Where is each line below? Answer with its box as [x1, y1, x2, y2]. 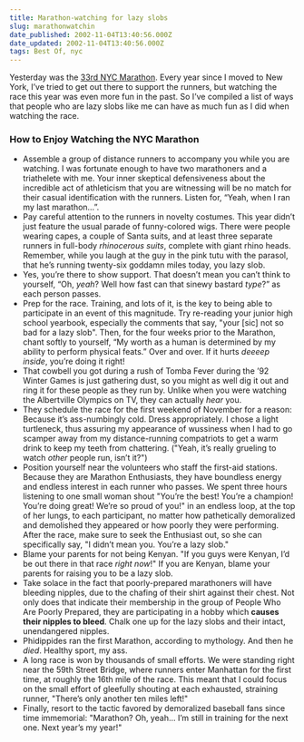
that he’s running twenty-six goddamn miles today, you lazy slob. [22, 259, 266, 270]
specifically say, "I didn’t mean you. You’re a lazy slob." [22, 539, 230, 550]
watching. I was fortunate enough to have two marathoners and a [22, 163, 268, 174]
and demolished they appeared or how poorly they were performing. [22, 520, 279, 531]
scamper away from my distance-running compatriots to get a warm [22, 433, 279, 444]
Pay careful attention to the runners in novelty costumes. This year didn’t [22, 211, 296, 222]
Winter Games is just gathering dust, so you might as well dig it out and [22, 376, 289, 386]
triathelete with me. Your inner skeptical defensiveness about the [22, 173, 266, 184]
